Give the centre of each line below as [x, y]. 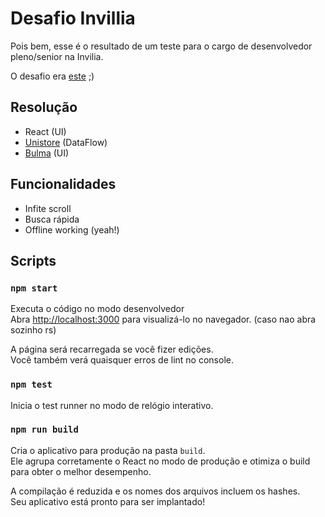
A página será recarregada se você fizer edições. [112, 349]
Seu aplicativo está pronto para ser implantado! [108, 501]
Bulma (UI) [47, 153]
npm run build [44, 430]
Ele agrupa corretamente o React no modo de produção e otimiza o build [160, 461]
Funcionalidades [63, 184]
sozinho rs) [33, 330]
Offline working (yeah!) [72, 229]
